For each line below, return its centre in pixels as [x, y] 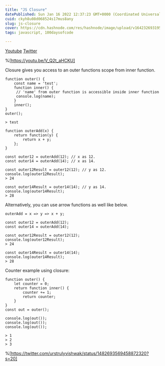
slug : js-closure [23, 23]
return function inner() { [41, 288]
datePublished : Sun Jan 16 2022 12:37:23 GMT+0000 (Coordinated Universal [83, 14]
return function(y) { [36, 135]
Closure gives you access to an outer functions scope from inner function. [80, 70]
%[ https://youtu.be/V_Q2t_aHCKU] [40, 60]
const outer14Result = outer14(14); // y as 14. [56, 187]
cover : [12, 28]
